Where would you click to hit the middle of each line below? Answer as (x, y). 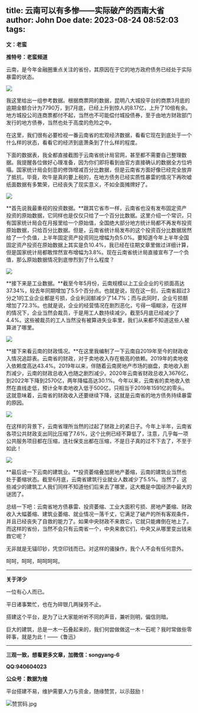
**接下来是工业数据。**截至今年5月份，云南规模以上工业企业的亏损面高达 (95, 283)
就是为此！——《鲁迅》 (50, 636)
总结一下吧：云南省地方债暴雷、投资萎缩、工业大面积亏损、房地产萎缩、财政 (99, 507)
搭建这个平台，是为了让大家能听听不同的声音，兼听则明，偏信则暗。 (89, 617)
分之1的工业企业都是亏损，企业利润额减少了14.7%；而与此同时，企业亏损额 (97, 298)
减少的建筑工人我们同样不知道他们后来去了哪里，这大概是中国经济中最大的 (101, 487)
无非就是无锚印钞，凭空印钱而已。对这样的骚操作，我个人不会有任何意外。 (96, 548)
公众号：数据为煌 (27, 678)
